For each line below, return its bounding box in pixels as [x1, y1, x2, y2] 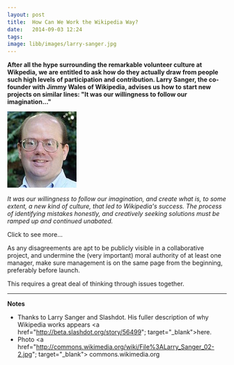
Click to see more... [7, 231, 63, 239]
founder [7, 83, 31, 91]
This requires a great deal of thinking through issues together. [7, 279, 185, 288]
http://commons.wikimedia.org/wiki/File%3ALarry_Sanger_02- [36, 343, 214, 351]
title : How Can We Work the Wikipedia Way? [7, 18, 139, 26]
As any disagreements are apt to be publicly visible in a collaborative [7, 244, 204, 252]
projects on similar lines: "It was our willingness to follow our [7, 91, 187, 99]
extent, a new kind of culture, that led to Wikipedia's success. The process [7, 202, 222, 210]
